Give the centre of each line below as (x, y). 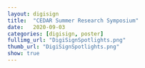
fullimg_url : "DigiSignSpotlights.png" (67, 40)
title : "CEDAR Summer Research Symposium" (73, 21)
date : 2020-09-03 (36, 27)
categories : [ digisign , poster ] (55, 34)
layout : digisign (33, 14)
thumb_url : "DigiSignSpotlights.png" (64, 47)
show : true (24, 54)
